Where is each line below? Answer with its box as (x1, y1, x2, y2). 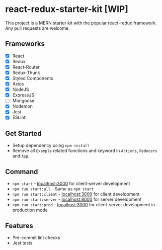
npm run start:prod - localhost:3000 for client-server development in (12, 202, 155, 208)
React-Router (12, 64, 40, 70)
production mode (12, 207, 48, 213)
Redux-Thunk (12, 70, 40, 76)
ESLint (12, 114, 26, 120)
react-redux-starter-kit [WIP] (5, 3, 128, 15)
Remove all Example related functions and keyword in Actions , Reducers (12, 148, 158, 154)
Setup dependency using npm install (12, 143, 90, 149)
